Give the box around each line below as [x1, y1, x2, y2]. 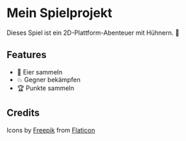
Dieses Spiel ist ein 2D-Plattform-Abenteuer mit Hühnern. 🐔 [6, 28, 180, 37]
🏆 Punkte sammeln [16, 84, 75, 92]
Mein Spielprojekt [6, 5, 112, 21]
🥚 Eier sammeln [16, 67, 63, 76]
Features [6, 49, 47, 61]
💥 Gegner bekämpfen [16, 75, 81, 84]
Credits [6, 107, 40, 119]
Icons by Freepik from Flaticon [6, 125, 95, 134]
